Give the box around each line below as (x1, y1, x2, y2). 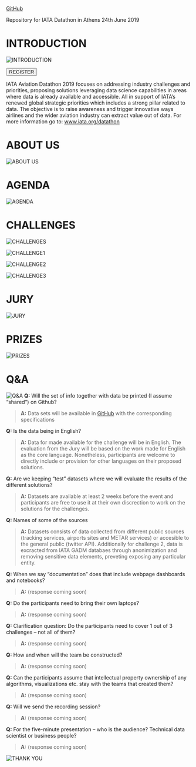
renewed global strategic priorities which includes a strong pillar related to (6, 99, 186, 106)
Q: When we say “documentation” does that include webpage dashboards (6, 570, 185, 577)
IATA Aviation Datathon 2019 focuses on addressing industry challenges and (6, 80, 191, 88)
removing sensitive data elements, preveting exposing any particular (20, 553, 186, 560)
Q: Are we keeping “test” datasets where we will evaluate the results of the (6, 475, 187, 482)
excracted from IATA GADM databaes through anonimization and (20, 546, 177, 554)
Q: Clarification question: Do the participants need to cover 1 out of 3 (6, 622, 173, 629)
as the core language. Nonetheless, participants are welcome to (20, 451, 175, 458)
